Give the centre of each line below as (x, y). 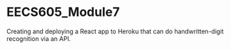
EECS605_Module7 (63, 12)
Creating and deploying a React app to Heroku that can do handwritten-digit (115, 31)
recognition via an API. (38, 38)
